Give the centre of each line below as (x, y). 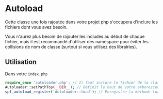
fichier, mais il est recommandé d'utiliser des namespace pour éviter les (77, 41)
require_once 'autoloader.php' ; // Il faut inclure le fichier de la (77, 82)
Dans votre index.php (26, 74)
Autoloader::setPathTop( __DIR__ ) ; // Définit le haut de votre (70, 87)
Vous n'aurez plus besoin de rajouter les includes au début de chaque (75, 36)
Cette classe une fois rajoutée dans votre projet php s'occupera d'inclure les (81, 22)
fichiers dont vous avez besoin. (36, 27)
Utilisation (21, 62)
